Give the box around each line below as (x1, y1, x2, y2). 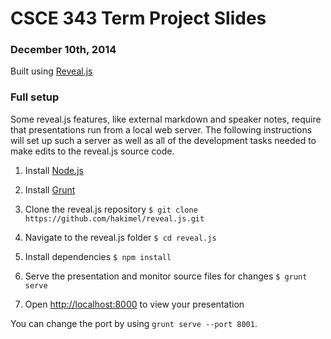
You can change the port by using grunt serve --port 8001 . (10, 317, 258, 329)
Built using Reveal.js (10, 65, 93, 77)
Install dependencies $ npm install (24, 250, 172, 262)
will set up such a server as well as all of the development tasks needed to (10, 134, 317, 146)
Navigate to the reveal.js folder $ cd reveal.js (24, 231, 217, 243)
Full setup (10, 90, 60, 104)
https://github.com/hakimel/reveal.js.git (24, 213, 205, 224)
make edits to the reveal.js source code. (10, 145, 175, 157)
